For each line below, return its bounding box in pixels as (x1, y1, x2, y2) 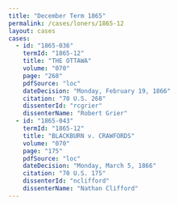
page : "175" (23, 147, 63, 155)
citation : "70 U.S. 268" (23, 94, 106, 102)
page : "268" (23, 72, 63, 80)
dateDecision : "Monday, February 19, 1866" (23, 86, 172, 95)
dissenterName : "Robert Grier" (23, 110, 128, 118)
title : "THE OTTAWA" (23, 57, 92, 65)
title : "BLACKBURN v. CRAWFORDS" (23, 132, 135, 140)
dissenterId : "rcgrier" (23, 102, 103, 110)
